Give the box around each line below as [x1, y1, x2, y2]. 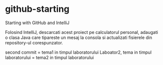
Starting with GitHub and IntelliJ [5, 20, 70, 26]
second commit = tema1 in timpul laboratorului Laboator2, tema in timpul [5, 49, 152, 55]
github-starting [5, 3, 70, 15]
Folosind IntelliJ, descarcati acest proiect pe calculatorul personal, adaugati [5, 29, 159, 35]
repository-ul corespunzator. [5, 39, 63, 45]
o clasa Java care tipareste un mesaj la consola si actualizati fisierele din [5, 34, 153, 40]
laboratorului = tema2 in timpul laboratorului [5, 54, 94, 60]
